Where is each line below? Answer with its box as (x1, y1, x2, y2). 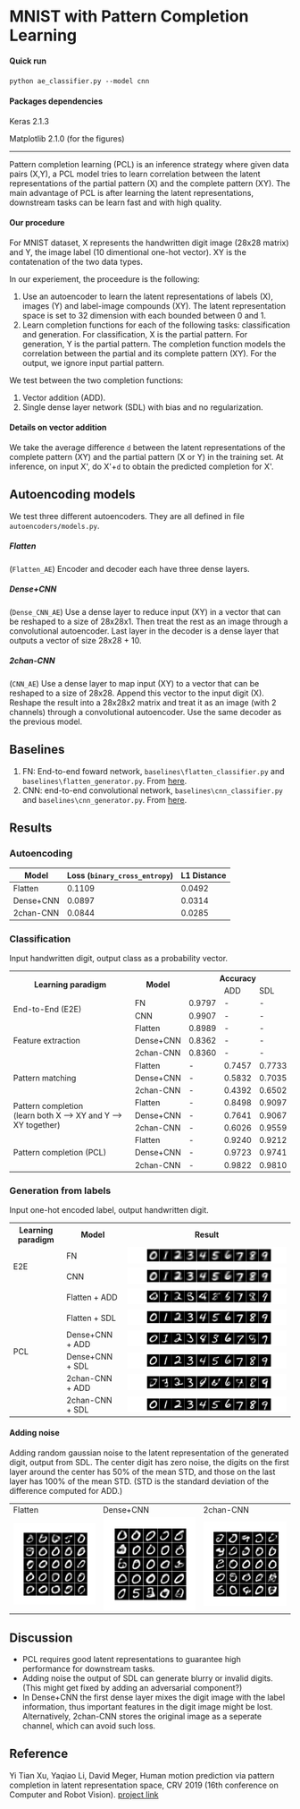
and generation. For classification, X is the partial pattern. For (21, 329, 248, 339)
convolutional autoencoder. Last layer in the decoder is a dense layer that (9, 625, 279, 636)
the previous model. (9, 716, 83, 727)
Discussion (9, 1630, 73, 1645)
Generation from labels (9, 1184, 112, 1197)
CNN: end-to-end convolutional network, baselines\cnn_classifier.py (21, 785, 283, 796)
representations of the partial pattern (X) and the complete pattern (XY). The (9, 177, 291, 189)
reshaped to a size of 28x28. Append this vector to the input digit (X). (9, 687, 265, 698)
